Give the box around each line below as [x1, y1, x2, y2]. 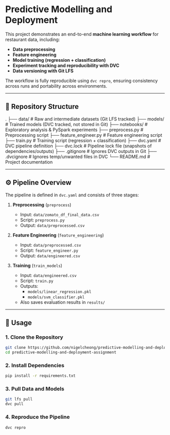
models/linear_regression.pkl [27, 289, 92, 294]
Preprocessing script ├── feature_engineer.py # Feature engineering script [5, 132, 162, 138]
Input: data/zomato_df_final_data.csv [20, 211, 100, 217]
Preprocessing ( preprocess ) [12, 202, 72, 208]
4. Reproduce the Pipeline [5, 414, 70, 421]
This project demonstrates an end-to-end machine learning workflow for [5, 31, 159, 37]
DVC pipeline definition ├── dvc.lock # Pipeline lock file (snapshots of [5, 143, 152, 149]
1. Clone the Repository [5, 333, 63, 340]
